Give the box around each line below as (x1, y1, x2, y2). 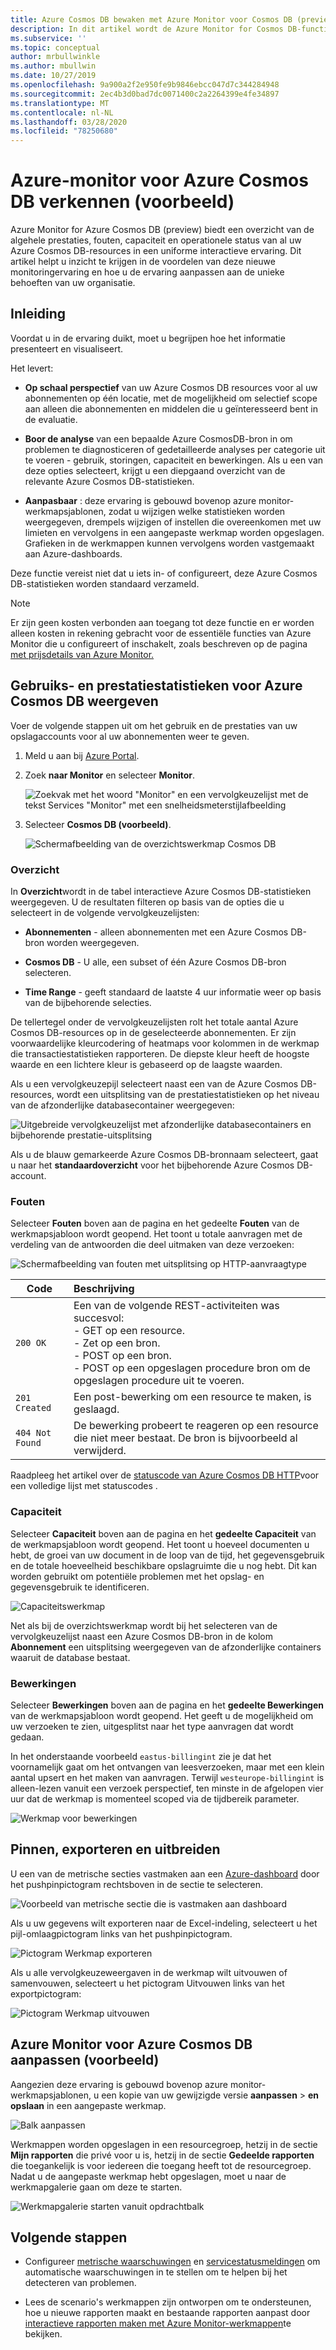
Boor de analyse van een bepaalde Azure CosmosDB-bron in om (24, 432, 293, 445)
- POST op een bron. (73, 1349, 172, 1363)
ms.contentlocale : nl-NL (10, 107, 114, 118)
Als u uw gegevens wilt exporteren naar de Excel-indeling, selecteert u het (10, 1917, 318, 1929)
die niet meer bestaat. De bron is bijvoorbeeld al (73, 1431, 298, 1445)
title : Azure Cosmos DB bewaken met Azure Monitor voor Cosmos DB (10, 14, 293, 25)
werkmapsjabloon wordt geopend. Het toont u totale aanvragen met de (10, 1228, 303, 1240)
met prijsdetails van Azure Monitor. (10, 648, 155, 660)
